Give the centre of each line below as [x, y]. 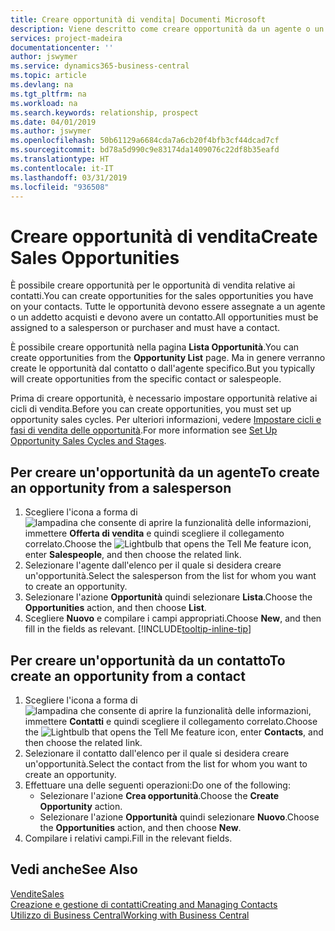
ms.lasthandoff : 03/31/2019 [69, 177]
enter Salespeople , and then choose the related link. [133, 555]
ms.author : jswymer [51, 131]
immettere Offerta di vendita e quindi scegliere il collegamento [154, 533]
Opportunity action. [81, 806]
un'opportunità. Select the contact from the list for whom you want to [166, 763]
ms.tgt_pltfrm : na [48, 94]
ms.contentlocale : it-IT [62, 168]
